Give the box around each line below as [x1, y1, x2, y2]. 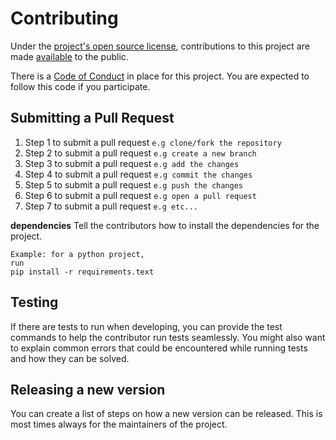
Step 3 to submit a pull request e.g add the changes [24, 157, 240, 169]
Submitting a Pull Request [10, 110, 175, 127]
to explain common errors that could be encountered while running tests [10, 342, 308, 354]
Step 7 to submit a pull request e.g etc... [24, 200, 199, 212]
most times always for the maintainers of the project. [10, 418, 228, 431]
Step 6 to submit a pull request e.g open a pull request [24, 189, 257, 201]
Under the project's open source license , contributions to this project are [10, 40, 310, 52]
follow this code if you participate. [10, 80, 151, 92]
